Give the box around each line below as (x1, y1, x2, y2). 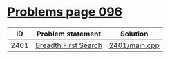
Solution (120, 29, 149, 38)
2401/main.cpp (108, 40, 160, 50)
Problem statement (37, 29, 102, 38)
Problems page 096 (7, 4, 123, 20)
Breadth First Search (35, 40, 102, 50)
